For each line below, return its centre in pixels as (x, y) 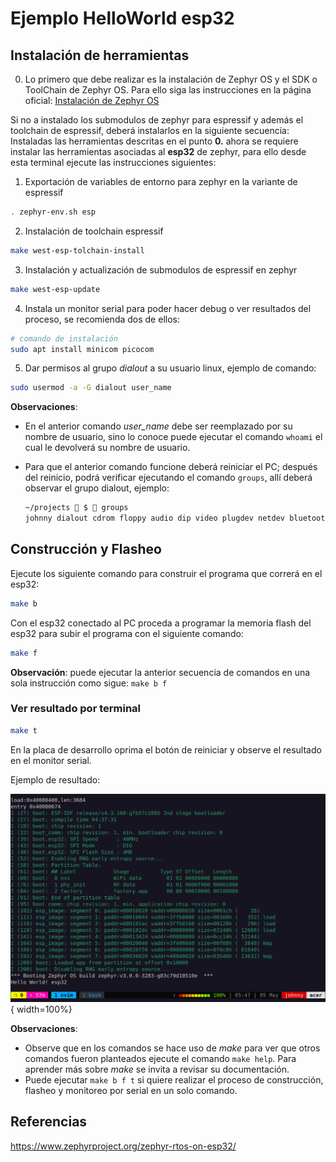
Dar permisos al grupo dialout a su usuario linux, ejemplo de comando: (170, 368)
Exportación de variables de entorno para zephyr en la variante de (161, 181)
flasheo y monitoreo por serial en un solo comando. (131, 1090)
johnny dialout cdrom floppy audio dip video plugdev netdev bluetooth (177, 518)
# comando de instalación (64, 338)
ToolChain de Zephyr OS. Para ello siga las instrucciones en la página (168, 90)
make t (24, 730)
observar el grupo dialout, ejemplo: (97, 488)
